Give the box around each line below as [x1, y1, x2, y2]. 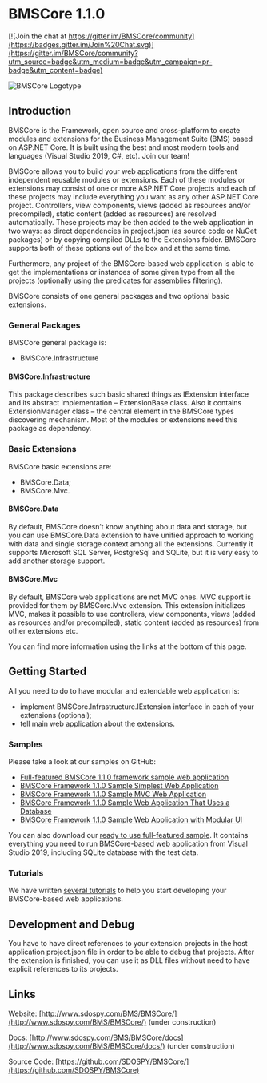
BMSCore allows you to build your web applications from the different [8, 166, 237, 176]
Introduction [8, 104, 72, 118]
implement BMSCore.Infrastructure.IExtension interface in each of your [19, 702, 254, 711]
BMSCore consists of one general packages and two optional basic [8, 291, 230, 300]
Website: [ [8, 1009, 42, 1018]
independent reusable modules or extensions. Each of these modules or [8, 175, 245, 184]
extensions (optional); [19, 710, 92, 719]
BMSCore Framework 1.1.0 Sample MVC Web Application [19, 790, 207, 799]
